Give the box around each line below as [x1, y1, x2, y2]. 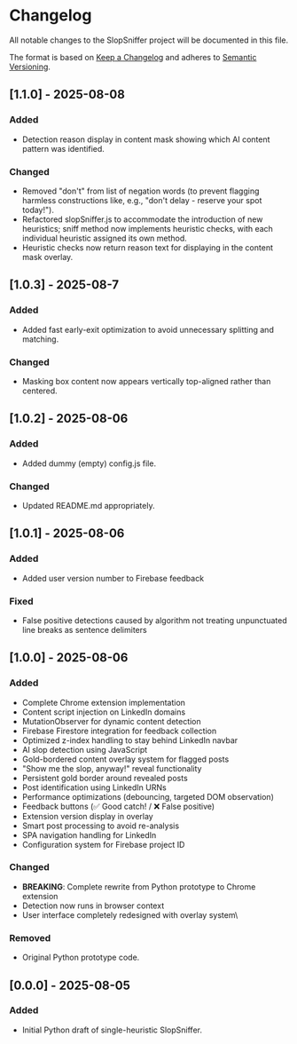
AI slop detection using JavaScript [21, 744, 148, 755]
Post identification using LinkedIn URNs [21, 782, 167, 793]
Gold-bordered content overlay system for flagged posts [21, 754, 230, 764]
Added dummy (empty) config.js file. [21, 458, 157, 469]
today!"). [21, 204, 55, 215]
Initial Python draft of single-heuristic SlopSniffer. [21, 1024, 202, 1035]
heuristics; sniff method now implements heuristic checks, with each [21, 223, 273, 233]
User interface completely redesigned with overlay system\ [21, 909, 238, 920]
